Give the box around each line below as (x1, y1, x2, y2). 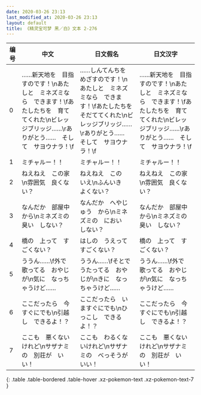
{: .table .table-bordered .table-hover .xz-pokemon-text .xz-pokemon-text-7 (6, 376, 194, 383)
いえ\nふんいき (80, 178, 122, 187)
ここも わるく (80, 333, 122, 342)
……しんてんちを (80, 66, 126, 75)
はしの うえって (80, 237, 128, 245)
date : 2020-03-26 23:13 (6, 8, 66, 15)
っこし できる (80, 313, 122, 321)
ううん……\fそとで (80, 257, 130, 265)
